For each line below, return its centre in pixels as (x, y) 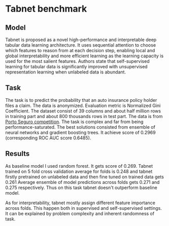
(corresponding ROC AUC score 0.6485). (48, 138)
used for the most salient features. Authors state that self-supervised (77, 61)
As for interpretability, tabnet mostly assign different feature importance (80, 203)
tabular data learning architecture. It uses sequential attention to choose (81, 45)
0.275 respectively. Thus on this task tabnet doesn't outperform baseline (81, 187)
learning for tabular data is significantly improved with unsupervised (77, 67)
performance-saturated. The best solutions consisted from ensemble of (80, 127)
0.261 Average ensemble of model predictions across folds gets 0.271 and (82, 182)
